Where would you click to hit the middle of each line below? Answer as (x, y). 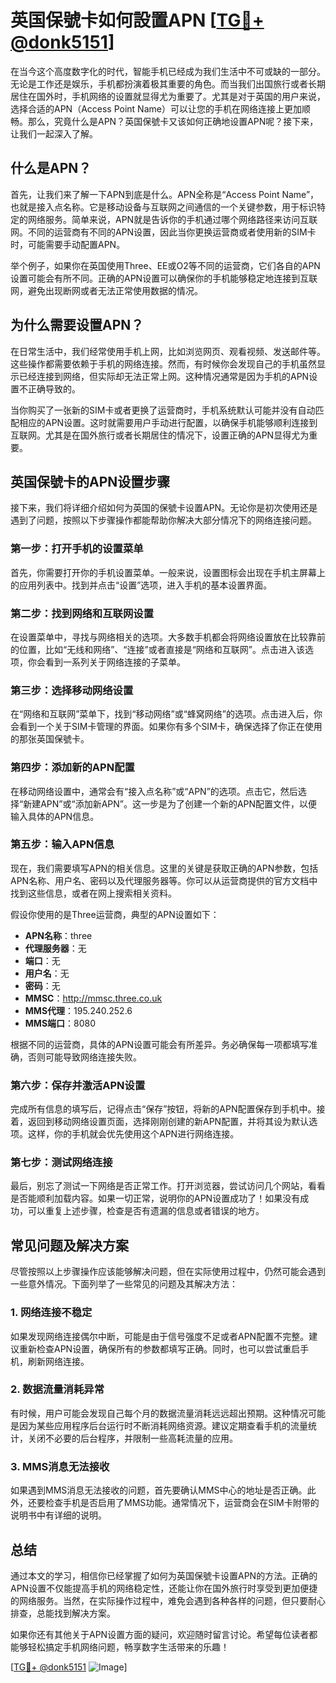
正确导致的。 (54, 388)
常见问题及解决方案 (69, 1245)
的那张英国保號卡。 (50, 739)
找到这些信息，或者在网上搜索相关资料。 (93, 893)
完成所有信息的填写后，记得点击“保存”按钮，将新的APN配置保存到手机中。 (163, 1109)
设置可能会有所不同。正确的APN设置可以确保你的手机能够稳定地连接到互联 (164, 278)
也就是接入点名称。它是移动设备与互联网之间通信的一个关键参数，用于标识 (163, 207)
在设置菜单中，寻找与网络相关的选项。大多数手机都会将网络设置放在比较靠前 (168, 637)
